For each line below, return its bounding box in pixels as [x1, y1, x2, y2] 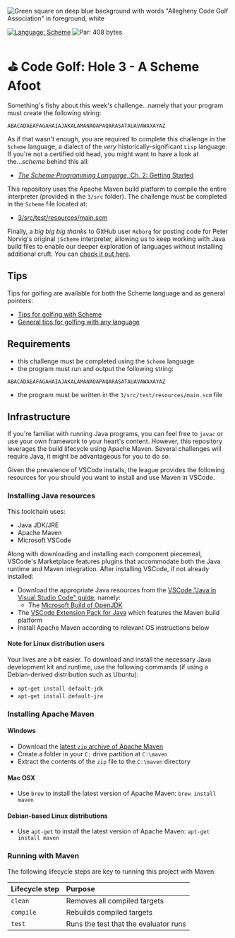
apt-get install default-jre [17, 693, 104, 700]
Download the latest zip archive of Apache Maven [17, 742, 164, 751]
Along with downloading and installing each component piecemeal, [7, 549, 203, 558]
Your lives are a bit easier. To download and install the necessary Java [7, 655, 212, 664]
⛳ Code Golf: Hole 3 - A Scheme [7, 59, 200, 75]
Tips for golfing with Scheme [17, 310, 102, 318]
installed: [7, 572, 34, 580]
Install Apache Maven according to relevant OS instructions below [17, 623, 210, 632]
